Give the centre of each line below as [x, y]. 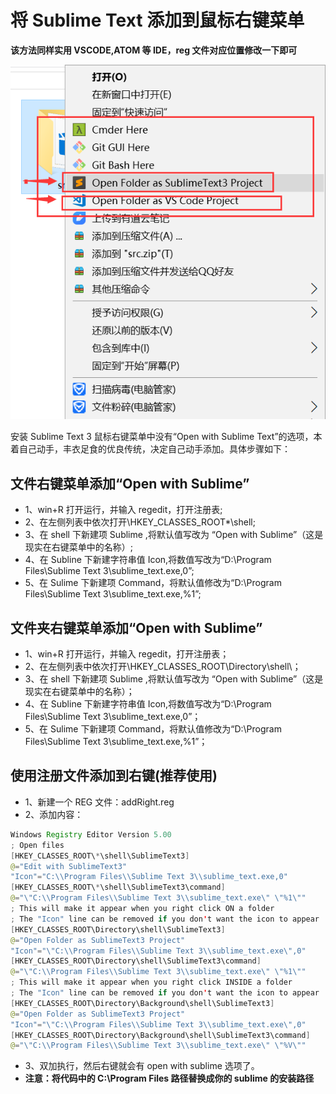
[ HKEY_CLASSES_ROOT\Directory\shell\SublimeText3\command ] [136, 961]
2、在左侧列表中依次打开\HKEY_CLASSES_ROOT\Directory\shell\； [163, 667]
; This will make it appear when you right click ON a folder [142, 909]
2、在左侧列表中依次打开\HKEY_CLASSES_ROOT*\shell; [140, 522]
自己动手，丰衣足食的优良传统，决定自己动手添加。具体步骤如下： [154, 449]
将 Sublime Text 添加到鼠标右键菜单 [157, 20]
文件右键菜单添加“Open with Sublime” [130, 483]
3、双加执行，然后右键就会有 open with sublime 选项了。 [142, 1066]
